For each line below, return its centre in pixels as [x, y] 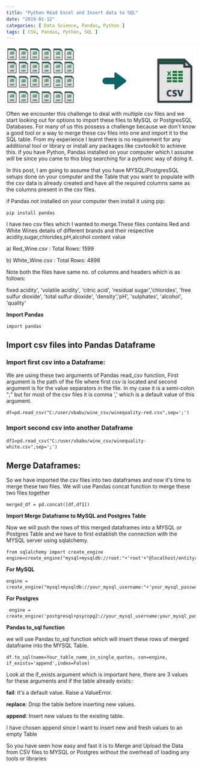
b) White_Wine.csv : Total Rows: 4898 [53, 260]
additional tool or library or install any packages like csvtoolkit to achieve [96, 146]
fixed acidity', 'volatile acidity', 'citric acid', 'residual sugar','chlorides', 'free [99, 290]
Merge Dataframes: [44, 465]
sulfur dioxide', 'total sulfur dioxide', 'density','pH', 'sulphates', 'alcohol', [94, 297]
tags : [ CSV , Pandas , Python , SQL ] [52, 32]
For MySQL [20, 569]
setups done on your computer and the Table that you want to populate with [100, 177]
